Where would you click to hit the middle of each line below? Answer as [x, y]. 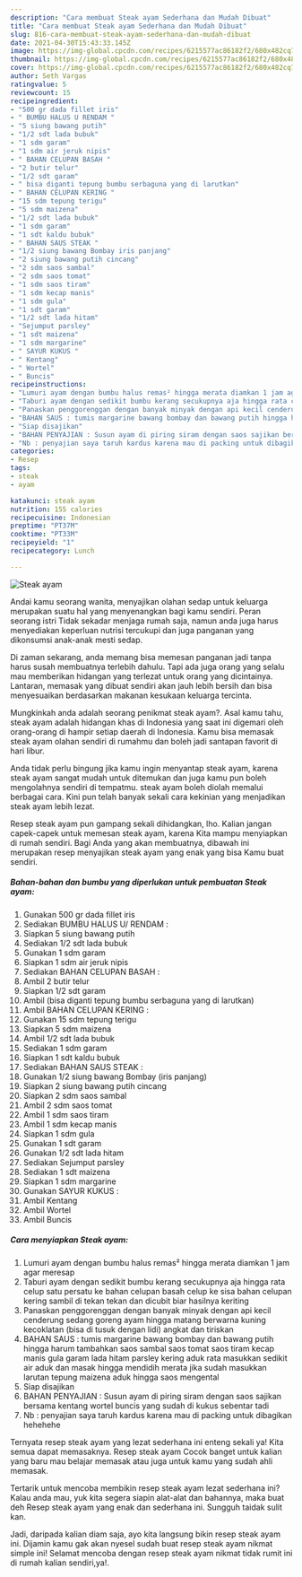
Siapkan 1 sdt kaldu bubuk [71, 1057]
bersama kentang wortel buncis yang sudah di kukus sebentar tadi [146, 1406]
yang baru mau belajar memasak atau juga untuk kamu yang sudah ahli [142, 1461]
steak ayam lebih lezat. [52, 806]
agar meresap [49, 1272]
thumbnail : [30, 59]
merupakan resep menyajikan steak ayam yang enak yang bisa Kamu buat [147, 852]
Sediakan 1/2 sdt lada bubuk [75, 943]
